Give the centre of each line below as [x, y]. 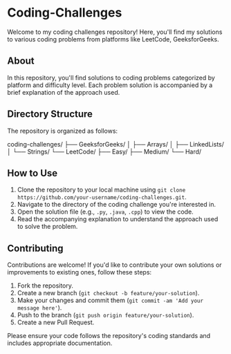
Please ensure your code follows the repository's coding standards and [109, 336]
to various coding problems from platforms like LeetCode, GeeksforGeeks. [113, 39]
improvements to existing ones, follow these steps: [80, 272]
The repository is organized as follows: [63, 131]
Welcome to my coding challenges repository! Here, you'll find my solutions [115, 32]
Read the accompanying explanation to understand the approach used [118, 219]
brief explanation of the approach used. [64, 92]
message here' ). [39, 308]
